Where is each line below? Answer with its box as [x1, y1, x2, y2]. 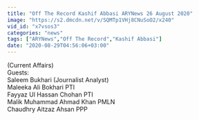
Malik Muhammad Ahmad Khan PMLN [7, 98, 115, 106]
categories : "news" [7, 29, 64, 37]
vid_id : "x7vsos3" [7, 23, 60, 30]
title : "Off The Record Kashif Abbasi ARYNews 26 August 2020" [7, 10, 193, 17]
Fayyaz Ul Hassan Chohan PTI [7, 90, 93, 99]
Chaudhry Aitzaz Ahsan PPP [7, 105, 88, 113]
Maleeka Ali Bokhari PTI [7, 83, 75, 91]
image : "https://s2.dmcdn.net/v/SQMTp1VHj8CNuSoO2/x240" [7, 17, 175, 23]
